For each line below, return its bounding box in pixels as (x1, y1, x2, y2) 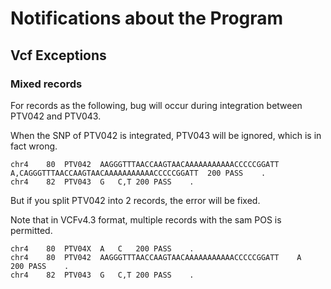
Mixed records (10, 77, 83, 91)
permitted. (10, 224, 53, 236)
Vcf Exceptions (10, 47, 107, 64)
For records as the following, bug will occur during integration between (10, 99, 303, 111)
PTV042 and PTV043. (10, 110, 102, 122)
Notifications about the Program (10, 7, 284, 30)
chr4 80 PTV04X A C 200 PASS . (10, 243, 195, 254)
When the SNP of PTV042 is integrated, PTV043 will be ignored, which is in (10, 129, 322, 141)
